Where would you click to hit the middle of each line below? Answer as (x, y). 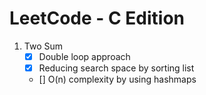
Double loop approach (84, 56)
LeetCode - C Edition (97, 18)
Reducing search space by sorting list (116, 68)
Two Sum (43, 46)
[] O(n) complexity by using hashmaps (117, 79)
